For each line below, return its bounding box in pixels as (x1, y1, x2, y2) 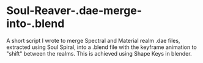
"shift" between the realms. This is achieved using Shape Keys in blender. (6, 50, 192, 57)
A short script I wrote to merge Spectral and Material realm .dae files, (6, 37, 180, 44)
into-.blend (6, 17, 65, 31)
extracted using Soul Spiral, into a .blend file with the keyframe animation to (6, 43, 197, 51)
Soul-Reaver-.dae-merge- (6, 4, 142, 18)
